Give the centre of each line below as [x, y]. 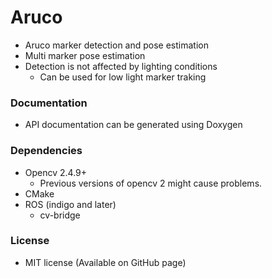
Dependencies [46, 151]
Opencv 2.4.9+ [56, 172]
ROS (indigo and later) [70, 204]
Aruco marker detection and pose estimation [116, 45]
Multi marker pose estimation [85, 55]
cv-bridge [60, 215]
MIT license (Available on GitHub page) [105, 262]
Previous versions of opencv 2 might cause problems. [151, 183]
